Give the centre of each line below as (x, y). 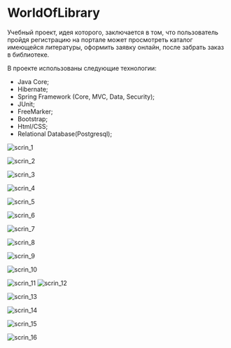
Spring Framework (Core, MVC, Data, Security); (86, 97)
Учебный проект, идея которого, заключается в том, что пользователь (113, 32)
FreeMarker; (35, 111)
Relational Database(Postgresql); (65, 134)
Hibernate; (33, 89)
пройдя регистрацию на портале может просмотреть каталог (100, 39)
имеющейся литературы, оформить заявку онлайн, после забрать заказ (115, 47)
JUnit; (26, 104)
